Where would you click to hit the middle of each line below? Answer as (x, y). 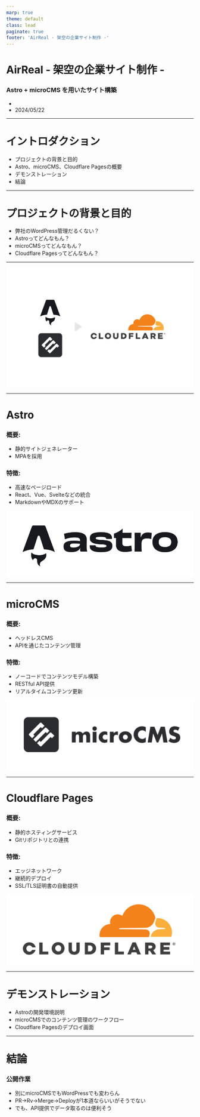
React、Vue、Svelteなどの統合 (53, 495)
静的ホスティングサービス (46, 832)
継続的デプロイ (33, 878)
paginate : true (25, 32)
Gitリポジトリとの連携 (42, 839)
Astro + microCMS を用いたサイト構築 (62, 90)
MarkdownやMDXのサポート (49, 502)
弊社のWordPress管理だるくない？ (57, 231)
